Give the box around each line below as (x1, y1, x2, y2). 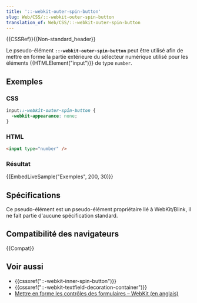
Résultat (6, 159, 31, 168)
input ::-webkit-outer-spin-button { (6, 108, 96, 114)
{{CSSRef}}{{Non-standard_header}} (6, 36, 96, 43)
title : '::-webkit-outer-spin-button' (6, 8, 101, 15)
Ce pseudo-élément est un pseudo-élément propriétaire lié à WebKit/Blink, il (6, 205, 191, 212)
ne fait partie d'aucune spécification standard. (6, 212, 118, 219)
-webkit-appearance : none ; (11, 113, 78, 119)
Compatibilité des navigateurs (6, 229, 119, 239)
